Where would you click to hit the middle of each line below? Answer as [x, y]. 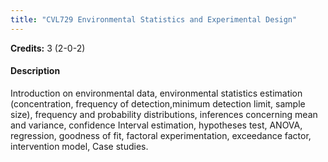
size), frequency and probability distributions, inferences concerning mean [164, 114]
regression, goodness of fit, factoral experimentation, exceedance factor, [161, 135]
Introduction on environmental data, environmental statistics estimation [156, 93]
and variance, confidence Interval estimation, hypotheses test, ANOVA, [156, 125]
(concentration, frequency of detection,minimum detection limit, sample [158, 103]
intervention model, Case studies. [79, 146]
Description [35, 71]
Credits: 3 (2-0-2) [48, 48]
